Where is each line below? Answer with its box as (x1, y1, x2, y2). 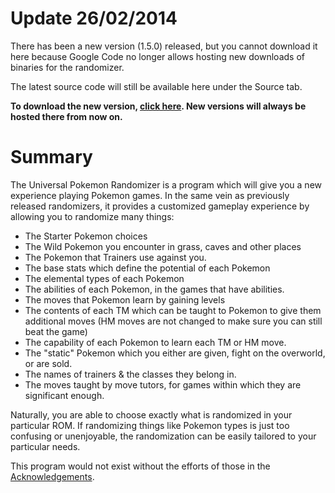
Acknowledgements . (10, 470, 95, 482)
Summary (10, 146, 93, 169)
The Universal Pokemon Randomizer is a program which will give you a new (10, 178, 323, 191)
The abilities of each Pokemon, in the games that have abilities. (24, 283, 285, 295)
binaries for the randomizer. (10, 61, 125, 73)
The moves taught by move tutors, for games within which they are (24, 378, 302, 391)
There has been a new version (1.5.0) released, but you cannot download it (10, 40, 318, 52)
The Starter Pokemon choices (24, 230, 148, 242)
